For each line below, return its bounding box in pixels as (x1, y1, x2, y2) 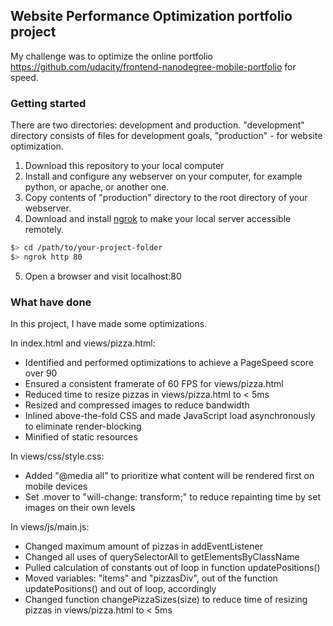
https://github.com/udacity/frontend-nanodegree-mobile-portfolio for (10, 60, 297, 73)
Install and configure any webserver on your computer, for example (24, 170, 303, 183)
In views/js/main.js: (10, 521, 90, 533)
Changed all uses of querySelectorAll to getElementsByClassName (24, 551, 300, 563)
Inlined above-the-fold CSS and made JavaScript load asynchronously (24, 410, 316, 422)
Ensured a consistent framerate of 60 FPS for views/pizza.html (24, 378, 284, 390)
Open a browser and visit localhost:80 (24, 270, 182, 282)
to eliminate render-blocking (24, 420, 142, 433)
